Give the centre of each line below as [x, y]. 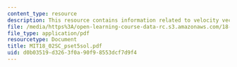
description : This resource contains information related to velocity [113, 20]
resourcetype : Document [42, 40]
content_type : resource [42, 14]
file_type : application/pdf [49, 33]
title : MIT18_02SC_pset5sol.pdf [55, 46]
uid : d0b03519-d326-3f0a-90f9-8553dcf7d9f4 [72, 53]
